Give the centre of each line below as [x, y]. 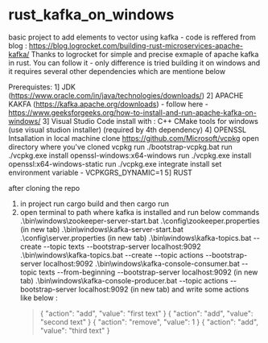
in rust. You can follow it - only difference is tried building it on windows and [134, 63]
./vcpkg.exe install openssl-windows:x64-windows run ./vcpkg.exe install [130, 155]
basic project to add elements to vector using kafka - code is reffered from [132, 37]
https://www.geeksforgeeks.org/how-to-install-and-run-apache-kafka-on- [133, 112]
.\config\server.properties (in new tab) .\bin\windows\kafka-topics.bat [136, 238]
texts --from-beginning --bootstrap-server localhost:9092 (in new [148, 272]
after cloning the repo [44, 188]
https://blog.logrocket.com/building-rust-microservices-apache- [136, 45]
